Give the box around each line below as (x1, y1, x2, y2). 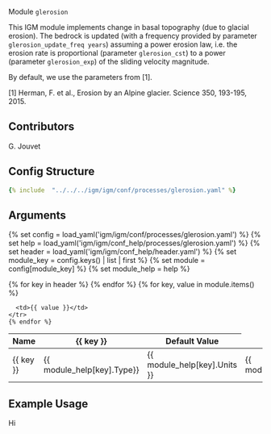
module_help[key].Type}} (43, 365, 140, 376)
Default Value (165, 336, 219, 347)
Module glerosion (8, 7, 69, 16)
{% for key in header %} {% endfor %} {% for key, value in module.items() (8, 280, 255, 290)
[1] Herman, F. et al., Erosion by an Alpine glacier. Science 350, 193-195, (8, 88, 248, 98)
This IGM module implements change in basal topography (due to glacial (8, 23, 250, 31)
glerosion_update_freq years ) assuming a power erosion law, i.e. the (8, 40, 238, 49)
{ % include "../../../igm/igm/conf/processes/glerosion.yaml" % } (8, 186, 236, 194)
